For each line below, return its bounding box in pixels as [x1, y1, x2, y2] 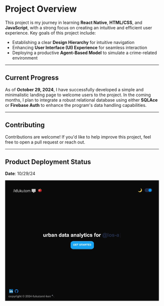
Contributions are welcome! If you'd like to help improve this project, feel [5, 134, 151, 140]
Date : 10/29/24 [5, 171, 36, 177]
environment [12, 55, 38, 61]
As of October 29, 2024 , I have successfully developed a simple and [5, 86, 144, 92]
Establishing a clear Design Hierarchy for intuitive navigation [12, 39, 135, 45]
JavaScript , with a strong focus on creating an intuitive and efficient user [5, 24, 152, 30]
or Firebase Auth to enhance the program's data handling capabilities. [5, 102, 147, 108]
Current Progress [5, 74, 59, 82]
